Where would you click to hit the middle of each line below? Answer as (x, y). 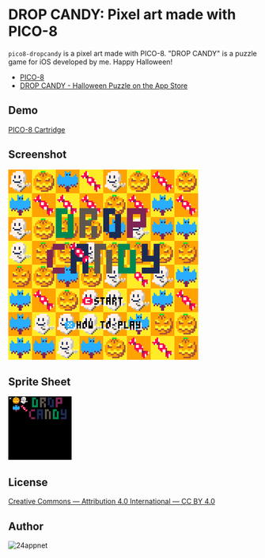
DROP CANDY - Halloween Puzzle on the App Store (104, 86)
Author (26, 526)
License (28, 482)
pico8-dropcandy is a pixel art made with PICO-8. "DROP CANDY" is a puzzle (132, 53)
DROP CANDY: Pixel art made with (122, 15)
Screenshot (38, 155)
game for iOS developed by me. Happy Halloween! (90, 62)
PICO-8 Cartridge (37, 129)
